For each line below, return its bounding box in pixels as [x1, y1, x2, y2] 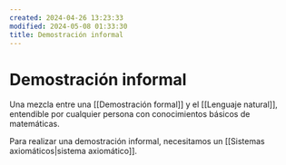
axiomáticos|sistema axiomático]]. [9, 146, 138, 157]
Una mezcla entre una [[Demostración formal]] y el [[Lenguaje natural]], [9, 99, 279, 110]
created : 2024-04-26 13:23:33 [9, 13, 124, 23]
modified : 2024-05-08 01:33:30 [9, 22, 128, 31]
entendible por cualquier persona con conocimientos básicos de [9, 109, 251, 120]
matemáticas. [9, 119, 61, 130]
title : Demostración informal [9, 30, 124, 39]
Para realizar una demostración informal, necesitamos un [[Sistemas [9, 136, 265, 147]
